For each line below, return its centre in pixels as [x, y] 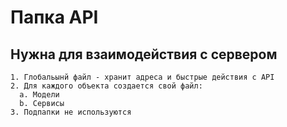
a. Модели [39, 95]
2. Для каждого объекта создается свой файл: [106, 86]
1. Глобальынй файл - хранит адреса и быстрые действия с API [142, 77]
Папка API [54, 17]
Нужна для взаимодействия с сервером [144, 54]
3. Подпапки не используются [71, 112]
